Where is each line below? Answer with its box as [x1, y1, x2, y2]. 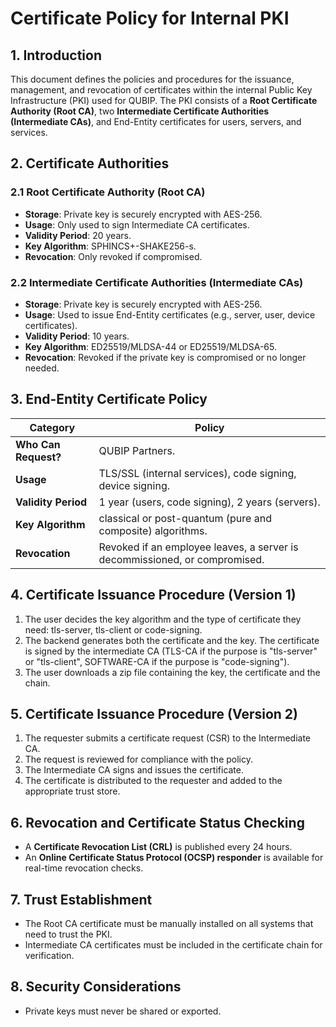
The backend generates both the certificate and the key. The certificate [24, 634, 320, 646]
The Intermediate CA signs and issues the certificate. [24, 764, 245, 776]
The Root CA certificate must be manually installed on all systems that [24, 918, 314, 930]
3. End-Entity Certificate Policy [10, 391, 208, 408]
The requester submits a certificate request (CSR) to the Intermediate [24, 732, 312, 744]
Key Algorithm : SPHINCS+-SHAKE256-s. [24, 240, 197, 252]
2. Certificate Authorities [10, 155, 170, 172]
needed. [24, 362, 60, 374]
